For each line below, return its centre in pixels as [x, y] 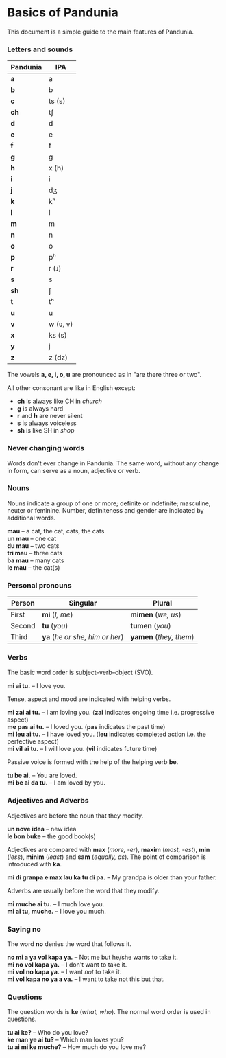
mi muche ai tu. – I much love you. [56, 904]
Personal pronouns [39, 585]
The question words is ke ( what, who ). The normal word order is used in [109, 1012]
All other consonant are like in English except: [71, 388]
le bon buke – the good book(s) [51, 836]
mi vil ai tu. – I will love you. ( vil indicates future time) [82, 749]
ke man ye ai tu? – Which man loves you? [66, 1040]
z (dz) [59, 358]
